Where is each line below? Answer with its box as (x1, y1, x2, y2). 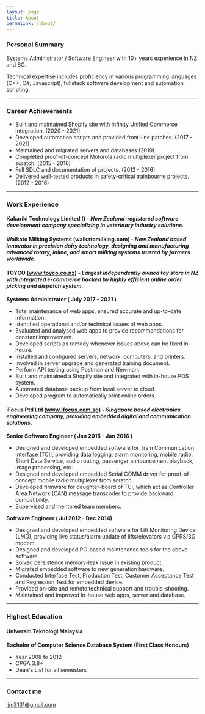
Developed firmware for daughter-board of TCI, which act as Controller (15, 484, 194, 491)
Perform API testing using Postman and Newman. (15, 366, 140, 374)
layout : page (6, 9, 40, 15)
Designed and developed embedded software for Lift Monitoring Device (15, 526, 196, 534)
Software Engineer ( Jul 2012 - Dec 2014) (6, 515, 113, 522)
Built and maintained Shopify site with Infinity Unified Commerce (15, 120, 178, 128)
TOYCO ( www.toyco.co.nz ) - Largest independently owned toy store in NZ (6, 269, 199, 276)
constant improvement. (15, 334, 74, 341)
